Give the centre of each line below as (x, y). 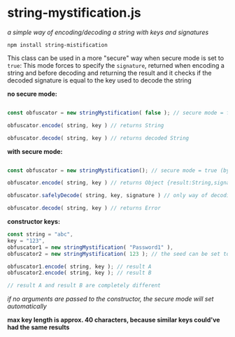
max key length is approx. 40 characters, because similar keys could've (114, 320)
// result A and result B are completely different (84, 286)
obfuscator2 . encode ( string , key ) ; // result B (79, 273)
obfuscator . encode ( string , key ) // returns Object (86, 183)
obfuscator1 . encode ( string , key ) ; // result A (79, 266)
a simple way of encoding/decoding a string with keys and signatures (108, 32)
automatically (27, 306)
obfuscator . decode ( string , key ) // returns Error (84, 208)
